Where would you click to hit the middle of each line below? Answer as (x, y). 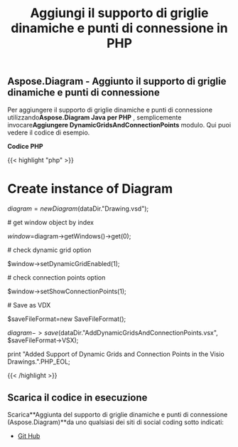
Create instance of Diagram (90, 188)
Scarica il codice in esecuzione (77, 398)
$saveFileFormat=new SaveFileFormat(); (67, 319)
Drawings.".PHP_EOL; (39, 362)
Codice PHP (26, 146)
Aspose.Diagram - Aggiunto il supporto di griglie (117, 81)
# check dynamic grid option (49, 250)
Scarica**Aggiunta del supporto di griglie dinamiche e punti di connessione (118, 415)
